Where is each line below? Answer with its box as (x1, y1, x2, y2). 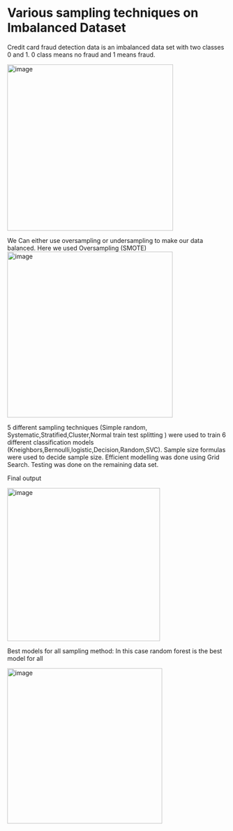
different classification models (7, 438, 94, 446)
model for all (7, 654, 43, 662)
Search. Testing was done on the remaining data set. (7, 460, 159, 468)
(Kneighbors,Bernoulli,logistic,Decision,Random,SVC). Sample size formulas (7, 445, 226, 454)
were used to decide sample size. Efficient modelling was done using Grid (7, 453, 220, 461)
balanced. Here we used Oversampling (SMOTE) (7, 244, 147, 252)
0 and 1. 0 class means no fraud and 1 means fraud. (7, 50, 156, 59)
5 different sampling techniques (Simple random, (7, 423, 148, 431)
